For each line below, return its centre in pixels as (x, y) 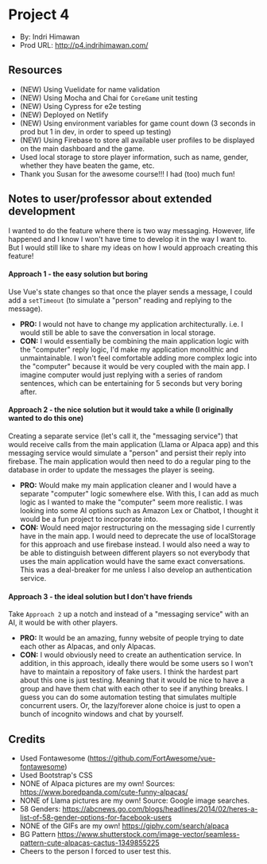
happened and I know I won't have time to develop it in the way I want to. (128, 239)
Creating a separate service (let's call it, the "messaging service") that (123, 436)
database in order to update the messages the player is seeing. (111, 469)
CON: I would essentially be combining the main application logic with (134, 341)
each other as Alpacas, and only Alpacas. (88, 647)
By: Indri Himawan (50, 37)
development (42, 211)
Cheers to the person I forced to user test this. (95, 851)
